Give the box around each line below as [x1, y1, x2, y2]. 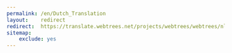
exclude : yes [19, 36, 57, 43]
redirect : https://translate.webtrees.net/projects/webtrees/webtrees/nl [6, 23, 227, 30]
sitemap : [6, 29, 32, 36]
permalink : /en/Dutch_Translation [6, 10, 107, 17]
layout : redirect [6, 17, 66, 23]
